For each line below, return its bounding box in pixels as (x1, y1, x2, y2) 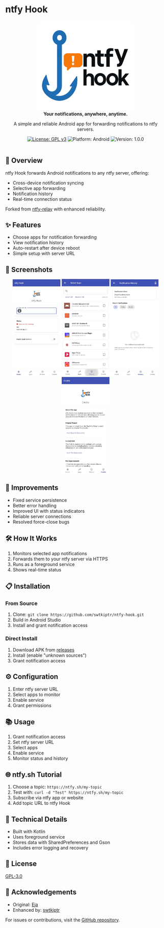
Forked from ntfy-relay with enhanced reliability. (5, 206, 106, 212)
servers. (77, 126, 94, 132)
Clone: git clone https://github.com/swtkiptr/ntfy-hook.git (12, 611, 144, 617)
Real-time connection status (12, 196, 72, 202)
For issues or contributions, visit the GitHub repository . (5, 917, 120, 923)
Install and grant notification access (12, 622, 88, 629)
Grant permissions (12, 702, 52, 708)
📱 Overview (5, 156, 43, 165)
